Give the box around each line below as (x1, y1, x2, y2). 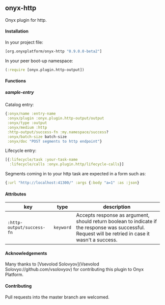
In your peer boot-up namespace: (5, 58, 74, 64)
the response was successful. (76, 224, 145, 231)
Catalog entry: (5, 102, 34, 108)
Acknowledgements (5, 250, 48, 256)
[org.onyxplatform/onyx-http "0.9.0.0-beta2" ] (5, 49, 102, 54)
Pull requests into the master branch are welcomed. (5, 294, 110, 300)
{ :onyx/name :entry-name (5, 111, 56, 116)
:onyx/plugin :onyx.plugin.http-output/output (7, 116, 105, 121)
